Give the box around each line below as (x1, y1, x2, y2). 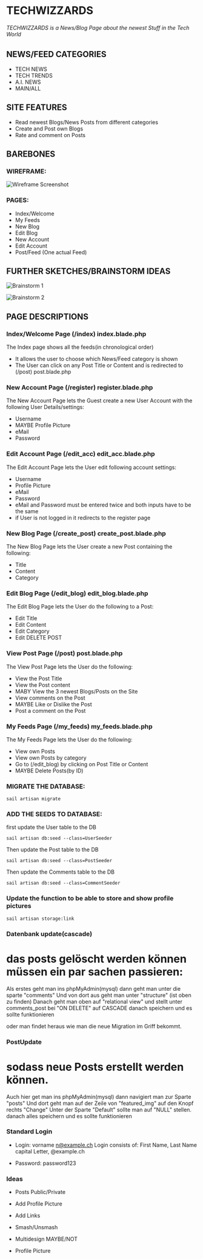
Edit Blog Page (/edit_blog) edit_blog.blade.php (6, 589, 148, 598)
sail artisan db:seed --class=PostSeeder (6, 858, 113, 864)
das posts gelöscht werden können (6, 952, 187, 965)
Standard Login (6, 1127, 53, 1136)
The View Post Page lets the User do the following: (6, 663, 133, 670)
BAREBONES (6, 149, 56, 160)
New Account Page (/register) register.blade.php (6, 383, 153, 392)
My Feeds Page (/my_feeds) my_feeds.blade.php (6, 722, 153, 731)
